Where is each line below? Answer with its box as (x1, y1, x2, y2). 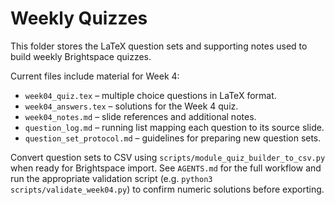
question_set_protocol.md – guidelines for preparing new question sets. (24, 132, 322, 144)
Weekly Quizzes (10, 7, 148, 30)
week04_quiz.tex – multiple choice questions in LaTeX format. (24, 89, 277, 101)
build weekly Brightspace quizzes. (10, 50, 152, 62)
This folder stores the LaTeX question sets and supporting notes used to (10, 40, 308, 52)
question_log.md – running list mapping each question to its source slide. (24, 121, 325, 133)
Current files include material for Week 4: (10, 70, 180, 82)
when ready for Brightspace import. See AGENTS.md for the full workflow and (10, 162, 322, 174)
